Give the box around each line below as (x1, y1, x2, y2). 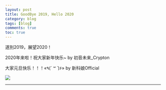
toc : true (5, 30, 26, 35)
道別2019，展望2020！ (5, 44, 52, 50)
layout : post (5, 7, 32, 12)
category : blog (5, 16, 37, 21)
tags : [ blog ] (5, 21, 32, 26)
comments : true (5, 26, 37, 30)
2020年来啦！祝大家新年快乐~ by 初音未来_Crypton (5, 55, 110, 60)
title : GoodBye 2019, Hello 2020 (5, 12, 74, 17)
